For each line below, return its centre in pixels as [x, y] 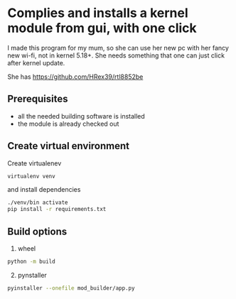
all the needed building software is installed [81, 116]
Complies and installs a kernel [98, 13]
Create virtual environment [69, 146]
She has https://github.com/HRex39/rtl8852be [75, 77]
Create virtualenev [34, 163]
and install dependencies [44, 190]
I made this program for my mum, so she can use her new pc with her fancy [118, 48]
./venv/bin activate [38, 203]
